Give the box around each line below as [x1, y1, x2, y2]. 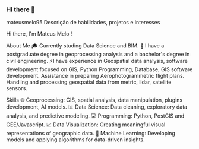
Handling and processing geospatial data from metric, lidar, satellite [6, 78, 172, 85]
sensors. [6, 85, 28, 92]
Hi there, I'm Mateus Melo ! [6, 30, 72, 37]
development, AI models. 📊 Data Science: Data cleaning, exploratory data [6, 103, 188, 110]
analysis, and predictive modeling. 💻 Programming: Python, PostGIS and [6, 112, 185, 119]
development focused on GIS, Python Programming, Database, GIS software [6, 66, 193, 73]
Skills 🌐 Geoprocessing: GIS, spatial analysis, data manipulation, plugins [6, 96, 183, 103]
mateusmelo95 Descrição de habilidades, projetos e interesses [6, 19, 160, 26]
